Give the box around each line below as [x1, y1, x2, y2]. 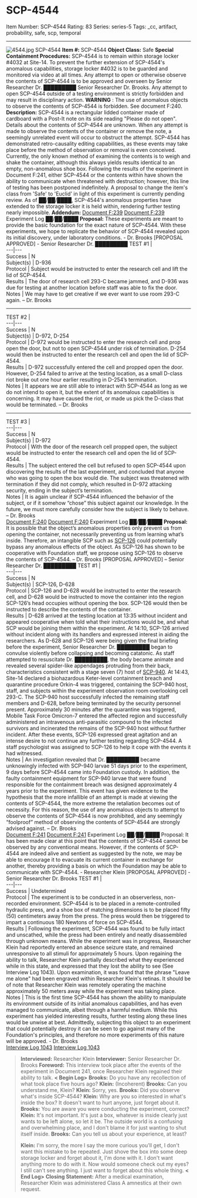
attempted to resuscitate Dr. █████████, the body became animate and [6, 656, 184, 663]
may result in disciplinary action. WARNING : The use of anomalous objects [6, 96, 189, 103]
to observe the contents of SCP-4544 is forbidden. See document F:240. [6, 102, 183, 110]
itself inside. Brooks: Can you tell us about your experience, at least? [20, 1130, 187, 1137]
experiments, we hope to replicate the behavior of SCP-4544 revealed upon [6, 227, 189, 234]
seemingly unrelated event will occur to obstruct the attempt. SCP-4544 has [6, 134, 191, 141]
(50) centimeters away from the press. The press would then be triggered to [6, 912, 191, 919]
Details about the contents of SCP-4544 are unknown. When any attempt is [6, 121, 189, 128]
